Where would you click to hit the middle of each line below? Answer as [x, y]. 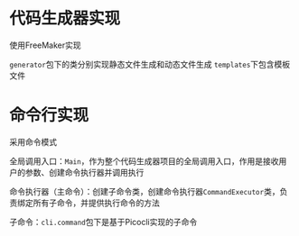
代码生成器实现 [65, 18]
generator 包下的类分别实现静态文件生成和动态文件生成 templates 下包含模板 [150, 64]
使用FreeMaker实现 [45, 45]
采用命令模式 [33, 141]
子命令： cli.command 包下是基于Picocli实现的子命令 [103, 222]
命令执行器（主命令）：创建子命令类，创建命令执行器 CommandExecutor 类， [145, 191]
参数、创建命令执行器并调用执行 [84, 172]
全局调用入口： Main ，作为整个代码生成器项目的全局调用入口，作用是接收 [144, 161]
